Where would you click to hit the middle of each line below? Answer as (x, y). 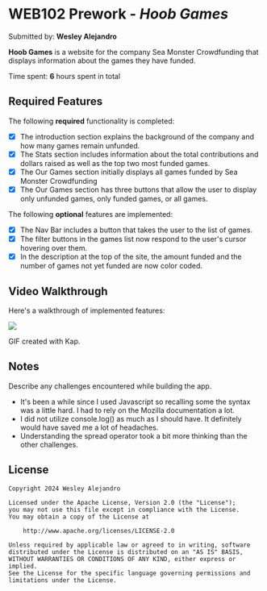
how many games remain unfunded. (80, 145)
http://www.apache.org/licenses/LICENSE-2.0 (99, 531)
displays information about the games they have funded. (102, 60)
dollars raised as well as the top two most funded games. (115, 163)
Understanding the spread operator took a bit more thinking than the (133, 435)
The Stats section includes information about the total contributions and (139, 154)
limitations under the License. (63, 580)
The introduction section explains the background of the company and (137, 136)
